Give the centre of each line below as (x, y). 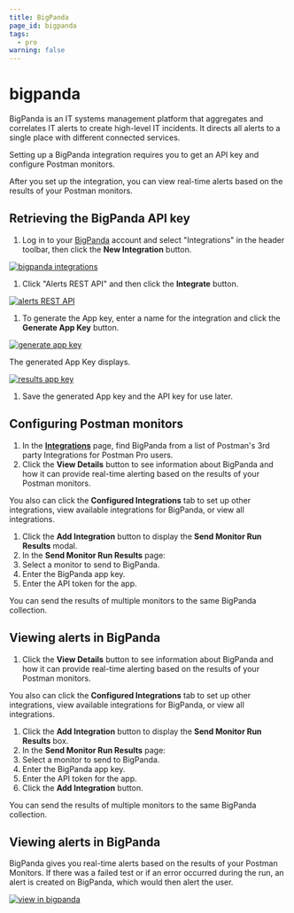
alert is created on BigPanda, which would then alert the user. (121, 882)
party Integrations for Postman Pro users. (97, 455)
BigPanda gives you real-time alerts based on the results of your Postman (143, 863)
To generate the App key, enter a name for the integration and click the (151, 318)
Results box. (45, 740)
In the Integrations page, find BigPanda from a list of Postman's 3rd (146, 445)
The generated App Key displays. (70, 362)
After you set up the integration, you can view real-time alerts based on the (146, 182)
